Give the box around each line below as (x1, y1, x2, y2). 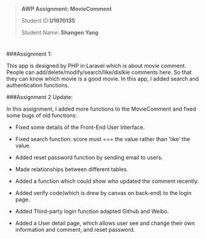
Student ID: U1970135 (21, 17, 75, 24)
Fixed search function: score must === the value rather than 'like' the (15, 136, 190, 143)
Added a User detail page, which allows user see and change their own (15, 219, 195, 227)
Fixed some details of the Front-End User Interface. (15, 123, 145, 131)
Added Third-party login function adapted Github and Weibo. (15, 208, 170, 215)
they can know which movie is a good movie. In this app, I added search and (6, 75, 199, 83)
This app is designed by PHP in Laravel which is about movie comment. (6, 62, 187, 70)
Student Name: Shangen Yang (21, 29, 99, 36)
